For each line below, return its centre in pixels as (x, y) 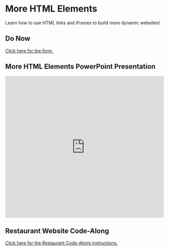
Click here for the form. (29, 50)
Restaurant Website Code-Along (57, 231)
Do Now (18, 39)
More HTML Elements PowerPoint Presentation (80, 67)
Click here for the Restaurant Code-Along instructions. (62, 243)
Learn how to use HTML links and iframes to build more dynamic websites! (82, 23)
